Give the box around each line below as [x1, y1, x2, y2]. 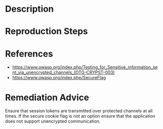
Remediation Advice [5, 92, 89, 103]
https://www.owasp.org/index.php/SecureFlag [12, 75, 107, 81]
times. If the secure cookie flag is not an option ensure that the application [5, 113, 156, 119]
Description [5, 3, 54, 15]
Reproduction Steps [5, 26, 88, 37]
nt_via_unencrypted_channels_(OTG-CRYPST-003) [12, 69, 115, 75]
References [5, 48, 53, 59]
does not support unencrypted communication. [5, 118, 101, 124]
